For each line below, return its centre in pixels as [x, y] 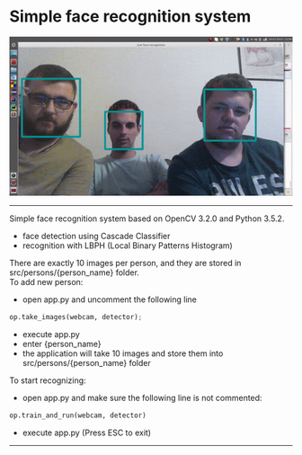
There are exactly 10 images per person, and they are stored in [125, 263]
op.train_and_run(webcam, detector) [78, 415]
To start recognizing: [48, 380]
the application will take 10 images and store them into [123, 353]
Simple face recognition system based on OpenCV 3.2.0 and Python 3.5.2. [147, 219]
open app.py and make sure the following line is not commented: [142, 397]
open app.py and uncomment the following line [110, 299]
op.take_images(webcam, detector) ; [76, 317]
